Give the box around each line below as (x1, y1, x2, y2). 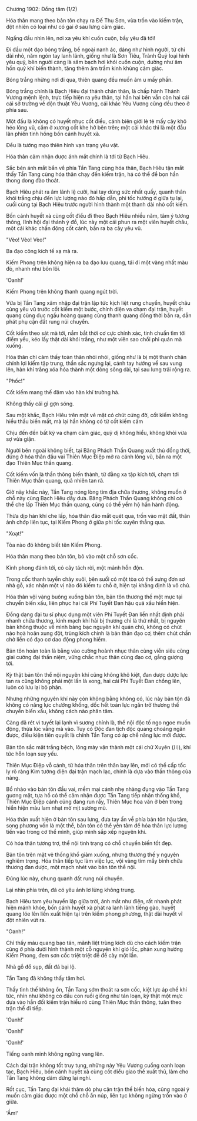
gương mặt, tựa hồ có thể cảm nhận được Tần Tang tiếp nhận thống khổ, (6, 792, 181, 799)
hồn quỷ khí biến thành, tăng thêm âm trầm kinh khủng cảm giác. (6, 65, 163, 72)
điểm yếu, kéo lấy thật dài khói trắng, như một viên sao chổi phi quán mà (6, 336, 182, 342)
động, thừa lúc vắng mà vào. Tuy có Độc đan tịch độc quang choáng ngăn (6, 726, 186, 732)
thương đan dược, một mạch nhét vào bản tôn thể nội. (6, 864, 136, 870)
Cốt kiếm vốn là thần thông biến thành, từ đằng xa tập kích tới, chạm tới (6, 471, 179, 478)
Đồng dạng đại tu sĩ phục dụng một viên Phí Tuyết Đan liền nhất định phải (6, 611, 185, 618)
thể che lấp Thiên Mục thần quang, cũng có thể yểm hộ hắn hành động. (6, 501, 180, 508)
